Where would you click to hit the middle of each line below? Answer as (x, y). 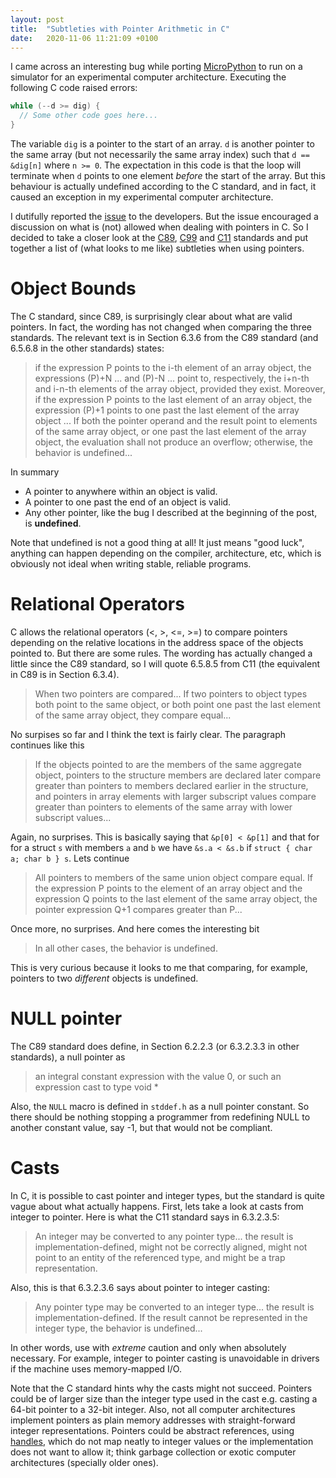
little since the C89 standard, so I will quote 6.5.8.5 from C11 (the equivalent (165, 663)
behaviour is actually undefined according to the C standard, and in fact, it (163, 186)
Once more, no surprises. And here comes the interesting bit (135, 928)
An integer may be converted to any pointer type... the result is (164, 1236)
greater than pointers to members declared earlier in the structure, (171, 785)
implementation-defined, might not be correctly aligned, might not (171, 1247)
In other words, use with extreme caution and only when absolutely (148, 1347)
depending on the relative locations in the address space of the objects (157, 642)
